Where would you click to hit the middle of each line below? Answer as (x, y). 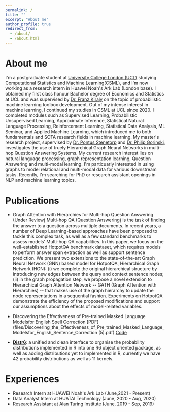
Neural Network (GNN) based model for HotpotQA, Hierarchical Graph (86, 263)
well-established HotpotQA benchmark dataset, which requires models (87, 247)
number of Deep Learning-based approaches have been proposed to (85, 231)
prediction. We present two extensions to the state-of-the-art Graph (84, 258)
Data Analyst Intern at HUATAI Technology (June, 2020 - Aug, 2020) (84, 398)
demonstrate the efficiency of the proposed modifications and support (86, 301)
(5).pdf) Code (113, 332)
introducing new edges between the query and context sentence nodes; (88, 274)
